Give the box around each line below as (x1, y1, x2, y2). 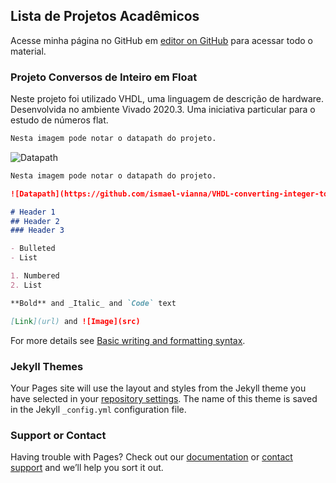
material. (10, 45, 47, 57)
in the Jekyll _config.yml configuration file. (10, 403, 187, 415)
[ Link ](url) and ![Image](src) (10, 316, 141, 326)
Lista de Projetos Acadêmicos (10, 8, 200, 25)
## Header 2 (10, 216, 60, 226)
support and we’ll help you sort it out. (10, 462, 164, 474)
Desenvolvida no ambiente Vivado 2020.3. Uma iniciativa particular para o (10, 104, 316, 116)
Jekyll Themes (10, 359, 84, 373)
